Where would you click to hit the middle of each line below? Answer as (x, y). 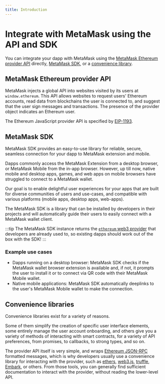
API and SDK (32, 44)
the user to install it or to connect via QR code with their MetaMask (80, 273)
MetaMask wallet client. (29, 219)
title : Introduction (26, 10)
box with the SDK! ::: (26, 239)
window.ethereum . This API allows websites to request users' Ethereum (76, 96)
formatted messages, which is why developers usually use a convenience (80, 356)
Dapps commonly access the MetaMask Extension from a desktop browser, (82, 164)
